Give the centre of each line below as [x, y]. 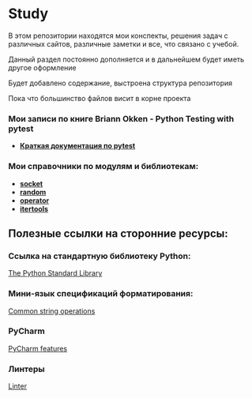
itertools [34, 208]
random [33, 192]
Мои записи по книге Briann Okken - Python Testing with [121, 118]
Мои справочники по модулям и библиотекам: [103, 167]
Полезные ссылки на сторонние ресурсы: [118, 233]
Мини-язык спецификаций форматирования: [101, 294]
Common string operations [52, 311]
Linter [18, 386]
